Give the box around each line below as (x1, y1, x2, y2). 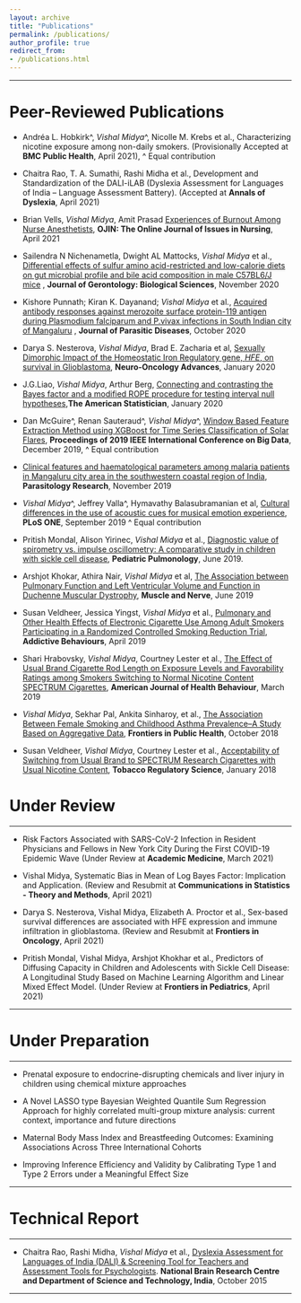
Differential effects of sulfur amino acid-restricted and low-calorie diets (21, 259, 286, 270)
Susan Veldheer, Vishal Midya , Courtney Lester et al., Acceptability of (21, 745, 280, 756)
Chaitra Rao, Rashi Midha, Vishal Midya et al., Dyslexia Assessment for (21, 1246, 284, 1257)
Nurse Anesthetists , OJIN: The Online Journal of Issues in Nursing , (21, 223, 273, 234)
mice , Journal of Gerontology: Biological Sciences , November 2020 (21, 279, 279, 290)
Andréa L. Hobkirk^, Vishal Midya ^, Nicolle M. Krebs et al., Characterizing (21, 131, 291, 142)
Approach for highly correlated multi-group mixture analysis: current (21, 1105, 276, 1115)
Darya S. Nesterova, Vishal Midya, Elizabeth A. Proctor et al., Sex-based (21, 906, 288, 917)
